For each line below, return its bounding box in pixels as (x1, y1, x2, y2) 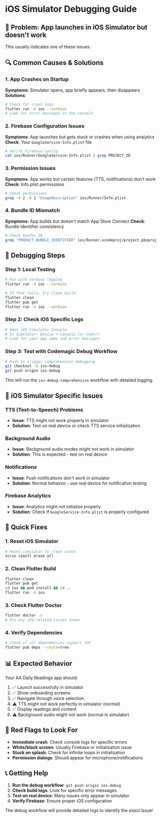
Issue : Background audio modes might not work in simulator (12, 446, 134, 452)
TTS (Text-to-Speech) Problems (5, 406, 83, 413)
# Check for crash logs (5, 102, 54, 107)
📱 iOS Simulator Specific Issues (5, 392, 103, 400)
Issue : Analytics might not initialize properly (12, 503, 102, 509)
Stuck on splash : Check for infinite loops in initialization (12, 750, 125, 755)
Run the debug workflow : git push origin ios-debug (12, 782, 121, 788)
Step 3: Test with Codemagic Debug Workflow (5, 348, 118, 355)
